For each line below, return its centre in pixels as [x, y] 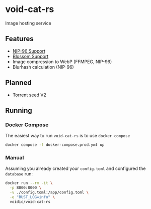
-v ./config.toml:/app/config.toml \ [49, 192]
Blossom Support [30, 56]
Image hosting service [28, 23]
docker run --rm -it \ [29, 183]
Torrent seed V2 [29, 95]
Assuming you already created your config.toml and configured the [75, 168]
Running [19, 111]
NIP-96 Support [29, 51]
